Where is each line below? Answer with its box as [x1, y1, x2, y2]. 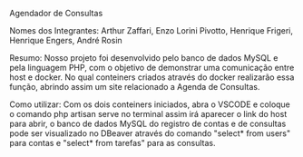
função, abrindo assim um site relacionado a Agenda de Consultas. [9, 82, 260, 92]
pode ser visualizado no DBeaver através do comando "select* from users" [9, 128, 291, 139]
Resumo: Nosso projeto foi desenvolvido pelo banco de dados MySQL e [9, 53, 279, 63]
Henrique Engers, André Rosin [9, 35, 122, 45]
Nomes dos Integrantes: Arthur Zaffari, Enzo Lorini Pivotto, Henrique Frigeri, [9, 25, 293, 35]
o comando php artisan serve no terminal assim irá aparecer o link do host [9, 109, 288, 119]
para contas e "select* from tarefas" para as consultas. [9, 138, 216, 148]
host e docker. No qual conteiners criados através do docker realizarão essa [9, 72, 295, 83]
